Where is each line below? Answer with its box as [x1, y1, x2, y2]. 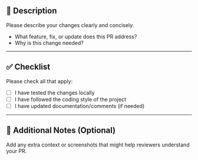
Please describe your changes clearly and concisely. [6, 21, 134, 28]
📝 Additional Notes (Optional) [6, 125, 116, 136]
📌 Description [6, 6, 57, 16]
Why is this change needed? [14, 39, 84, 46]
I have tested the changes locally [14, 89, 95, 96]
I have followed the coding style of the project [14, 96, 127, 103]
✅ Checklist [6, 62, 51, 72]
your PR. [6, 147, 27, 154]
